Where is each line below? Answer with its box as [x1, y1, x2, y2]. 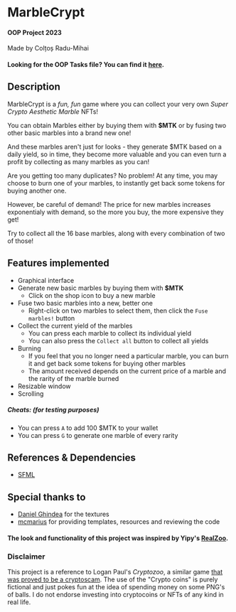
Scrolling [17, 389, 44, 398]
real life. [7, 598, 31, 606]
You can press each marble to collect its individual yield [28, 328, 192, 338]
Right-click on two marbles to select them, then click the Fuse [28, 306, 208, 315]
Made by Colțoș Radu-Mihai [7, 44, 89, 53]
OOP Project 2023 [7, 28, 62, 36]
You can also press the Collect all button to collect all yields [28, 336, 209, 345]
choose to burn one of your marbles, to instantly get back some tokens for [7, 178, 225, 187]
